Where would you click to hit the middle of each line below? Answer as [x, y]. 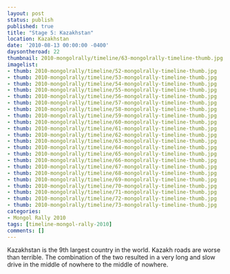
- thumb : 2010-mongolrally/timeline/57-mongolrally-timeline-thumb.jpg [112, 103]
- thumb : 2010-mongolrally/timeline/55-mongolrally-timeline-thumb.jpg [112, 90]
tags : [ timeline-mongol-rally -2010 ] [60, 224]
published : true [30, 26]
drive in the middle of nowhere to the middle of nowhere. [88, 264]
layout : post [26, 13]
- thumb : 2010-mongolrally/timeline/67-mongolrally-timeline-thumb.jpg [112, 167]
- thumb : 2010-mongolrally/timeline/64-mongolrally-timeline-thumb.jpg [112, 148]
